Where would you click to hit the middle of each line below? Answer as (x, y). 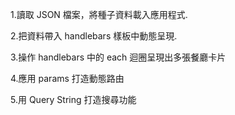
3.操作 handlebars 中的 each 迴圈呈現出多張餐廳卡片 (118, 57)
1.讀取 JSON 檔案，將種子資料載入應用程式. (99, 14)
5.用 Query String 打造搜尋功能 (73, 99)
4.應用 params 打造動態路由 (67, 78)
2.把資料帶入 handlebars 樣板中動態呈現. (94, 36)
